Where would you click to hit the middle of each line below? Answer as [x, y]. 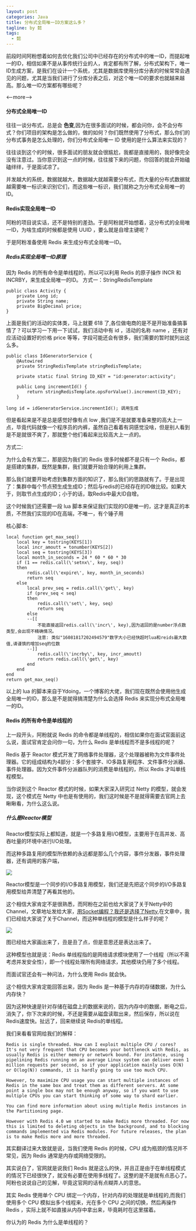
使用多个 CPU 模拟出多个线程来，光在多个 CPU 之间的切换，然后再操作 [91, 1202]
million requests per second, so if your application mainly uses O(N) [95, 1065]
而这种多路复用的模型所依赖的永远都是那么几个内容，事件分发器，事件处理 [95, 853]
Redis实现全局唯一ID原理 [36, 257]
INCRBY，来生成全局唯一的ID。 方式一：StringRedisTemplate [79, 280]
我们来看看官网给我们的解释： [42, 1033]
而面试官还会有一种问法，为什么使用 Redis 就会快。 [68, 974]
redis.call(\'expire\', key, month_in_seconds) [86, 573]
